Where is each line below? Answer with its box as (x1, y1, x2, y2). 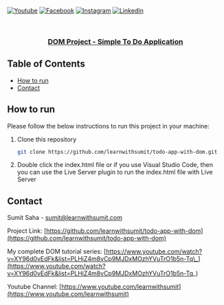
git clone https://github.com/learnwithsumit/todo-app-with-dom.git (16, 148, 218, 155)
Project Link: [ (7, 227, 47, 235)
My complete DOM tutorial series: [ (7, 247, 107, 256)
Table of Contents (7, 58, 86, 70)
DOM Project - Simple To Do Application (47, 36, 183, 46)
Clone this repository (16, 135, 77, 144)
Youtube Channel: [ (7, 282, 62, 291)
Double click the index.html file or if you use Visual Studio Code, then (16, 161, 214, 169)
